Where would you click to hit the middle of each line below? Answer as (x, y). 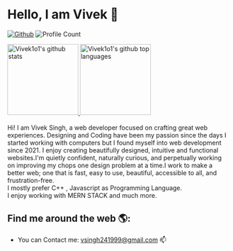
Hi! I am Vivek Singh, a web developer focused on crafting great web (107, 128)
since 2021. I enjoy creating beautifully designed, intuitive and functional (113, 150)
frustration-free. (31, 180)
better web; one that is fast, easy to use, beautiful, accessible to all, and (112, 172)
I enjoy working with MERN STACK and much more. (82, 195)
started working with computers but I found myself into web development (114, 143)
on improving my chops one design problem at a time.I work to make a (110, 165)
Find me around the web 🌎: (69, 219)
